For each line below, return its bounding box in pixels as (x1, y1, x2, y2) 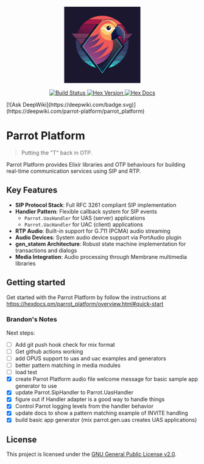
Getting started (6, 277, 66, 288)
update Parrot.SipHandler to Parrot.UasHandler (15, 389, 134, 396)
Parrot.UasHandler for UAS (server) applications (24, 214, 146, 222)
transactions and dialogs (15, 247, 77, 254)
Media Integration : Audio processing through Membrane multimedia (15, 253, 188, 260)
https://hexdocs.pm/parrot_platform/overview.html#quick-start (6, 300, 164, 307)
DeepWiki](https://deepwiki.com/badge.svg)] (22, 101, 136, 108)
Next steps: (6, 329, 35, 336)
